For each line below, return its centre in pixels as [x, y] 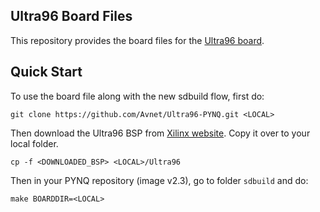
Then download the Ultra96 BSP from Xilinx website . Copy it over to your [160, 133]
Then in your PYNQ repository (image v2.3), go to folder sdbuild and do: [159, 180]
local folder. [34, 143]
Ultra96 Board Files [71, 16]
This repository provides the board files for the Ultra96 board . [137, 40]
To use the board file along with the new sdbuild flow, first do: [137, 96]
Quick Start [46, 72]
